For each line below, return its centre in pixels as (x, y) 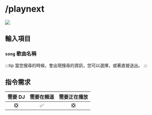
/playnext (25, 9)
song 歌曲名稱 (21, 54)
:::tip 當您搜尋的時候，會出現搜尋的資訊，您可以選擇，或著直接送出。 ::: (76, 65)
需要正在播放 (74, 97)
